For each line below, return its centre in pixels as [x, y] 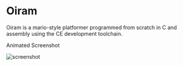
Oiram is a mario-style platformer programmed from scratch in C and [92, 27]
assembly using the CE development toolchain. [64, 33]
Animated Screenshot [33, 45]
